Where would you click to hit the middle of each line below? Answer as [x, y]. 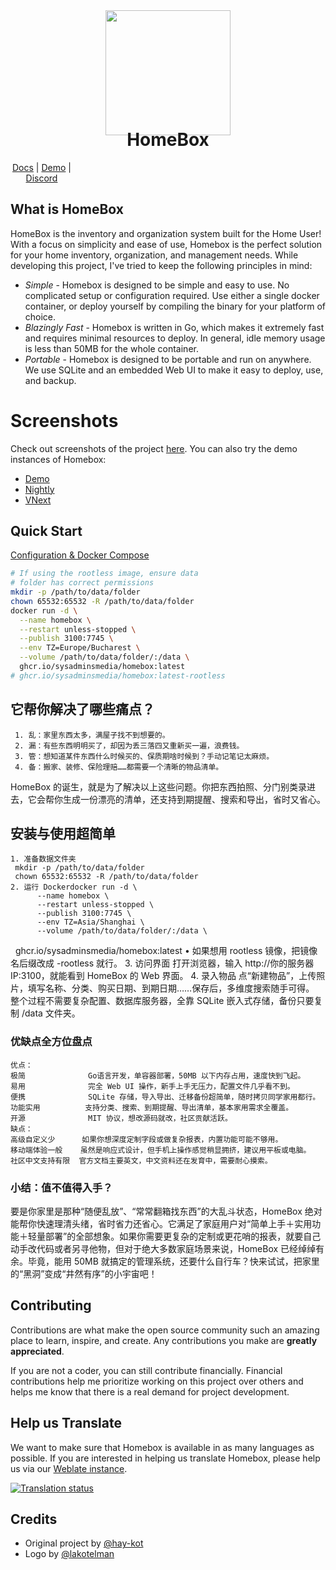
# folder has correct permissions [82, 583]
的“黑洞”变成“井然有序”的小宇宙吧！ [84, 1274]
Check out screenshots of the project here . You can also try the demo [154, 448]
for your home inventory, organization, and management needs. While [154, 255]
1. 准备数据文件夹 [43, 859]
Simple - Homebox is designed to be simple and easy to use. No [157, 285]
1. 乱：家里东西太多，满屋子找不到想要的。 [92, 735]
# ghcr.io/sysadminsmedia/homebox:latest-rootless [118, 675]
